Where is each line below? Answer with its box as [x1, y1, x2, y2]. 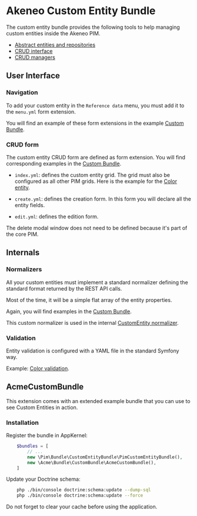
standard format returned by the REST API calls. [6, 285, 122, 292]
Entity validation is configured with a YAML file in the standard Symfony [6, 347, 179, 354]
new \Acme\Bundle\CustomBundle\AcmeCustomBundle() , [27, 460, 157, 465]
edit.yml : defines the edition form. [14, 213, 99, 220]
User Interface [6, 71, 61, 81]
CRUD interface [14, 47, 53, 54]
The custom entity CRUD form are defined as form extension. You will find [6, 154, 186, 161]
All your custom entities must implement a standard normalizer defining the [6, 278, 188, 286]
